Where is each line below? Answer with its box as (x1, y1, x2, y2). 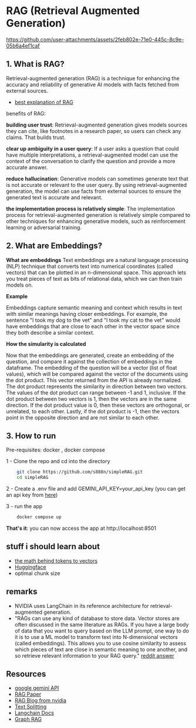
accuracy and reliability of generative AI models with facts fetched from (6, 81, 180, 88)
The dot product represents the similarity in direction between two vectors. (6, 383, 188, 390)
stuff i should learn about (6, 542, 100, 552)
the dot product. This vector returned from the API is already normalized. (6, 376, 183, 383)
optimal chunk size (14, 570, 60, 577)
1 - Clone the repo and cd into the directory (6, 458, 110, 465)
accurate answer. (6, 164, 48, 171)
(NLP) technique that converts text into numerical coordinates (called (6, 263, 173, 270)
